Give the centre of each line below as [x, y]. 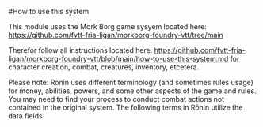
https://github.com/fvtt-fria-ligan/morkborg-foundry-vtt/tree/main [116, 35]
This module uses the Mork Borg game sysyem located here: [108, 26]
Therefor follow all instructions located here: [80, 50]
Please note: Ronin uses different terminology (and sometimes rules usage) [131, 82]
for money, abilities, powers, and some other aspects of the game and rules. [132, 91]
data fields [25, 116]
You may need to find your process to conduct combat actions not [116, 99]
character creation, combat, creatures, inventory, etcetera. [104, 67]
